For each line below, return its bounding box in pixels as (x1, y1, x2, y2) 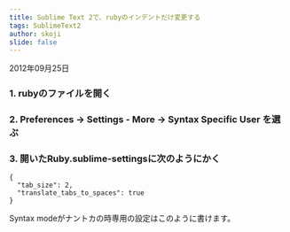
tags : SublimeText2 (9, 21, 82, 30)
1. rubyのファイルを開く (9, 88, 112, 100)
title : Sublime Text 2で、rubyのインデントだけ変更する (9, 12, 201, 22)
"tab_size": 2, (17, 181, 74, 190)
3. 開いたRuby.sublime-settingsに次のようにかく (9, 152, 221, 165)
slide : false (9, 37, 58, 47)
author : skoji (9, 29, 62, 38)
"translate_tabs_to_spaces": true (17, 189, 145, 197)
